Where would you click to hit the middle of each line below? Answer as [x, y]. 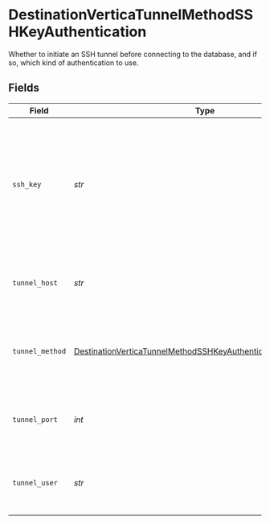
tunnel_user [35, 483]
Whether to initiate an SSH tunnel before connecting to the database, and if [133, 54]
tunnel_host [35, 282]
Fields [24, 88]
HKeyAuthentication [78, 32]
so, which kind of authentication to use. [74, 63]
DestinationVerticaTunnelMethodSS [131, 15]
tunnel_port [35, 419]
